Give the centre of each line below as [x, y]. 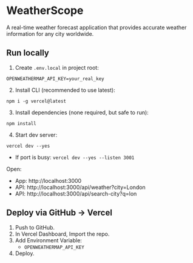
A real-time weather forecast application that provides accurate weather [96, 27]
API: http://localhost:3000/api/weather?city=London [80, 187]
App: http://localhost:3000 [48, 180]
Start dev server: [36, 135]
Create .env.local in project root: [57, 67]
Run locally [28, 53]
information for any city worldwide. [50, 33]
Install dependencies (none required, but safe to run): [82, 112]
